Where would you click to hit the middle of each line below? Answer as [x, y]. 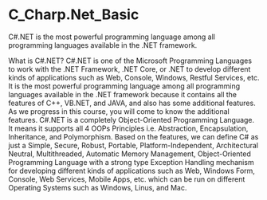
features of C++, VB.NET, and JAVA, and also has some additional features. [132, 103]
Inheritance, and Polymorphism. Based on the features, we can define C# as [133, 136]
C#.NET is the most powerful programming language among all [112, 37]
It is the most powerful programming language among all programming [124, 86]
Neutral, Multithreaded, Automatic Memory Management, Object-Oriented [130, 154]
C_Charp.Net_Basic [74, 15]
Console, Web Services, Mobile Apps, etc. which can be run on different [127, 179]
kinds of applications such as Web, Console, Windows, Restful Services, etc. [134, 77]
